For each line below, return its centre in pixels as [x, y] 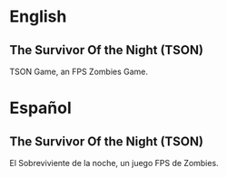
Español [41, 108]
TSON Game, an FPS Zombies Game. [79, 71]
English [38, 17]
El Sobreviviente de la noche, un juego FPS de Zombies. [114, 163]
